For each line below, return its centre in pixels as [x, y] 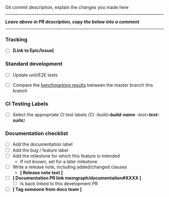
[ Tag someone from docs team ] [47, 189]
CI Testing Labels [27, 104]
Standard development [34, 64]
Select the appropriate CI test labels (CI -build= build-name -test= [81, 115]
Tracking [16, 39]
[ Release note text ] [41, 172]
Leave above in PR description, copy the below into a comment [72, 22]
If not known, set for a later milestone [59, 161]
